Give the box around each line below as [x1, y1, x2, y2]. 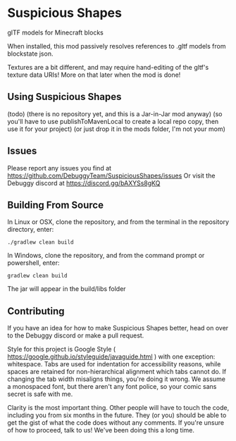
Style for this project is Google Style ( [7, 345, 116, 354]
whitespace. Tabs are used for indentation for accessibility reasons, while [7, 360, 221, 368]
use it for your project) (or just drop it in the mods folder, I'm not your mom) [7, 125, 225, 133]
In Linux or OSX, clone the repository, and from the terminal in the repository [7, 218, 230, 226]
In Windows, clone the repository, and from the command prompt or [7, 251, 205, 260]
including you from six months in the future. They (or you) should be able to [7, 411, 227, 420]
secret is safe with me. [7, 390, 73, 399]
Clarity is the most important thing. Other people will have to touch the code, [7, 404, 230, 412]
